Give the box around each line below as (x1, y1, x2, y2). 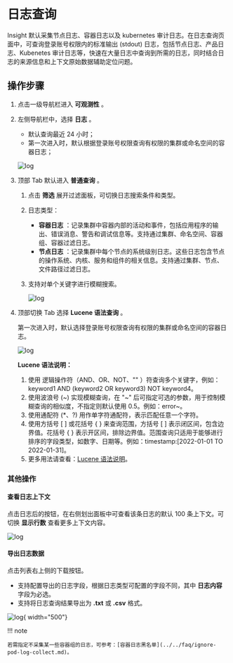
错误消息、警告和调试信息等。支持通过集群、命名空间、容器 (51, 229, 223, 238)
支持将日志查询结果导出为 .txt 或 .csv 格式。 (17, 599, 146, 607)
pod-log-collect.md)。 (7, 649, 72, 656)
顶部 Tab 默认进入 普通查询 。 (17, 176, 103, 184)
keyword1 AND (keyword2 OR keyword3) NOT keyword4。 (27, 384, 198, 392)
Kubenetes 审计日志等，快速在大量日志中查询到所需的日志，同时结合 (19, 49, 219, 57)
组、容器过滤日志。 (38, 238, 95, 247)
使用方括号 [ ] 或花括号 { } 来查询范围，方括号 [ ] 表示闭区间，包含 (27, 419, 218, 427)
